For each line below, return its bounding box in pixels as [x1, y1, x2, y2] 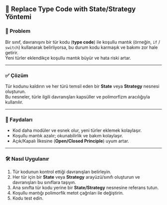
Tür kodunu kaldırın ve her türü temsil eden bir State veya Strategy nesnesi [5, 83, 160, 89]
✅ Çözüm [5, 72, 29, 79]
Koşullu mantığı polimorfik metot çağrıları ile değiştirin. [12, 190, 124, 196]
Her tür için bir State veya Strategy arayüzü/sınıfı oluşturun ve [12, 174, 140, 180]
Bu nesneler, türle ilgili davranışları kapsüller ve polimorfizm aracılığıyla [5, 94, 150, 100]
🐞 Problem [5, 28, 31, 35]
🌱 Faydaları [5, 116, 33, 123]
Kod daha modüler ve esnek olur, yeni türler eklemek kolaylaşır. [12, 127, 142, 133]
